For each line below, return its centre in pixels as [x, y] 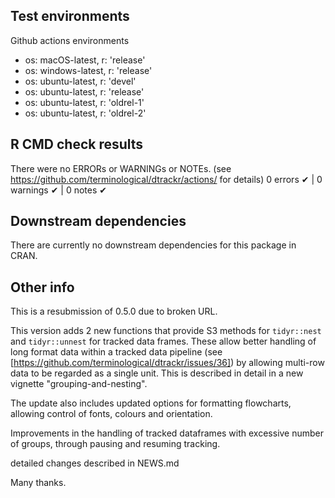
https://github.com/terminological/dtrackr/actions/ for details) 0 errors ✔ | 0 [166, 179]
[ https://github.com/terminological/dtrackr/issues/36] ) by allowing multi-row [167, 363]
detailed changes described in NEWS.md [95, 463]
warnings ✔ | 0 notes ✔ [59, 190]
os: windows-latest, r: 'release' [88, 70]
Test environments [70, 16]
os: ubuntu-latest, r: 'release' [84, 91]
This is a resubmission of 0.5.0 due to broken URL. [114, 311]
